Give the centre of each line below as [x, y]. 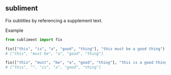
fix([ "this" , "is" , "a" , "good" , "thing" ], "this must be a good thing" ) [85, 49]
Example [15, 30]
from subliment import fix [34, 40]
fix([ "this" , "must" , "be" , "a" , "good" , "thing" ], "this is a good [79, 63]
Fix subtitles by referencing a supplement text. [54, 20]
